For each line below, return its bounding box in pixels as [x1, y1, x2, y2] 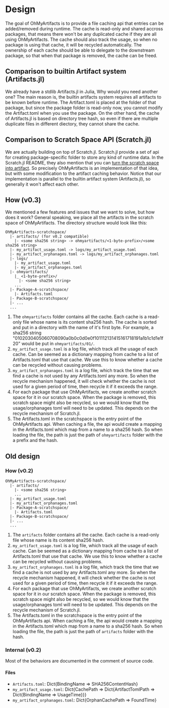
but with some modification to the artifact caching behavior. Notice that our [5, 170, 161, 176]
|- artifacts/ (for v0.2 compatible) [10, 234, 89, 239]
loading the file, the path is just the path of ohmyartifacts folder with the [12, 432, 163, 438]
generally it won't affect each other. [5, 181, 79, 187]
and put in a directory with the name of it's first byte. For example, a [12, 325, 154, 331]
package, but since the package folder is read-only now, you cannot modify [5, 105, 163, 111]
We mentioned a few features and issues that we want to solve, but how [5, 209, 155, 215]
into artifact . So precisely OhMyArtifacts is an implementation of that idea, [5, 165, 159, 171]
